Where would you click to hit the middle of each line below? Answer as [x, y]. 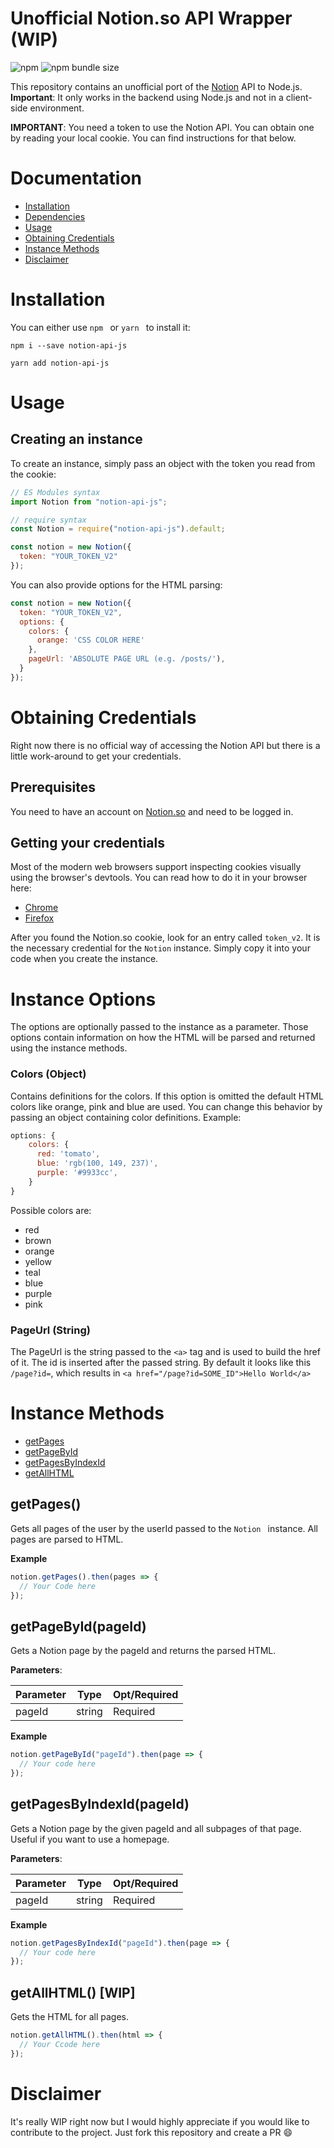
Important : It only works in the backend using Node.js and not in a [147, 97]
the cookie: [33, 474]
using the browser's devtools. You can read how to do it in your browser [159, 878]
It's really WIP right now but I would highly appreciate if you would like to [160, 2121]
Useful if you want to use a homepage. [90, 1839]
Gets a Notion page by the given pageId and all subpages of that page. [156, 1828]
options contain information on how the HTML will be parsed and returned [163, 1038]
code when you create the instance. [84, 959]
